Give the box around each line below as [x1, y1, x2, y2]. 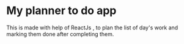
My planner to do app [6, 4, 117, 18]
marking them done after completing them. [6, 30, 114, 37]
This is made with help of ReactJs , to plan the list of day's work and [6, 24, 178, 31]
